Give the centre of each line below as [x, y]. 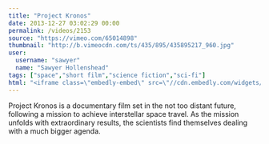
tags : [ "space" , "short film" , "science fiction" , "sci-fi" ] [107, 75]
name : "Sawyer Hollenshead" [62, 68]
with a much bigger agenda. [55, 131]
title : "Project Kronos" [50, 16]
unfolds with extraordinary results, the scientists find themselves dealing [128, 122]
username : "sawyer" [48, 61]
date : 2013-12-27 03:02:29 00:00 [64, 23]
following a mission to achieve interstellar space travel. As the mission [124, 114]
